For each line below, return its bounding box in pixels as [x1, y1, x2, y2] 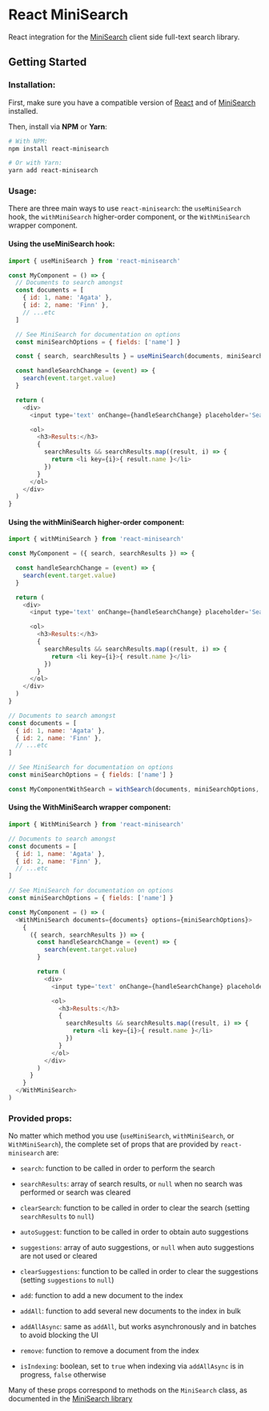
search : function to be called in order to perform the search [19, 1163, 215, 1173]
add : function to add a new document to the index [19, 1291, 183, 1300]
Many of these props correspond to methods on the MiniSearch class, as [8, 1385, 248, 1395]
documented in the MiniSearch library [8, 1394, 133, 1404]
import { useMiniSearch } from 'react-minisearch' [8, 256, 181, 265]
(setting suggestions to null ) [19, 1276, 114, 1285]
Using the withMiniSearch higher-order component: [8, 517, 185, 526]
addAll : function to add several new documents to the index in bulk [19, 1306, 242, 1316]
